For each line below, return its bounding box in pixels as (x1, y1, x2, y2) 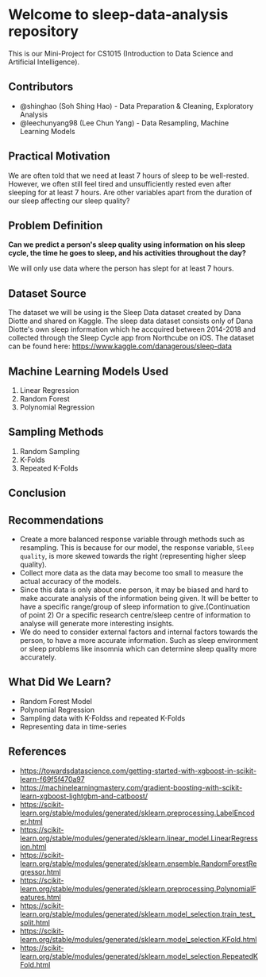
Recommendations (8, 514, 104, 527)
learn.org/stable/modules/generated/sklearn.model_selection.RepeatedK (19, 951, 258, 961)
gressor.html (19, 867, 61, 876)
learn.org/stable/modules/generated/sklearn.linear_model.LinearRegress (19, 833, 258, 843)
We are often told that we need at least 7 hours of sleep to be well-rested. (8, 171, 249, 180)
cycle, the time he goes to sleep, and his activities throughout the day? (8, 248, 246, 258)
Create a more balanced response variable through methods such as (19, 534, 245, 544)
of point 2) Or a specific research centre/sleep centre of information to (19, 610, 252, 620)
